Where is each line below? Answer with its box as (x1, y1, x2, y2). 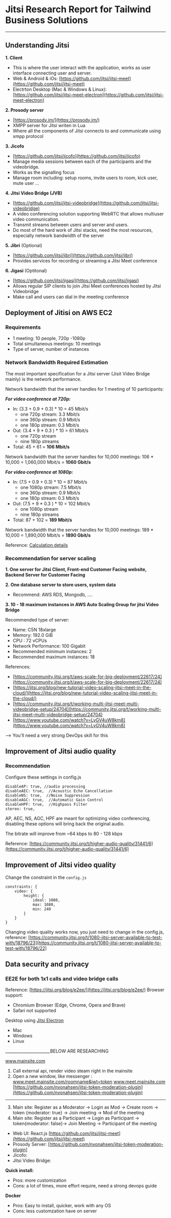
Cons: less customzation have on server (12, 1208, 97, 1214)
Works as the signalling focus (12, 169, 75, 175)
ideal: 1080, (32, 897, 60, 902)
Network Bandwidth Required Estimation (5, 359, 108, 366)
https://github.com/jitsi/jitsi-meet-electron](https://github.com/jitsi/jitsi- (14, 91, 164, 98)
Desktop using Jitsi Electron (5, 1017, 64, 1023)
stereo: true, (5, 806, 36, 811)
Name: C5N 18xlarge (12, 627, 56, 633)
